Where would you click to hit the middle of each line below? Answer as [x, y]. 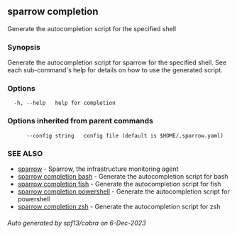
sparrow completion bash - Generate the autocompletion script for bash [123, 176]
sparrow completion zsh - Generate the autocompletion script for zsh [119, 206]
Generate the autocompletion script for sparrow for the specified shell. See [117, 62]
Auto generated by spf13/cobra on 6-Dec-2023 [77, 223]
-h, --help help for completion [65, 103]
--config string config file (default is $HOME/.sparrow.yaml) [125, 135]
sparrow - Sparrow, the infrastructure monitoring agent [98, 169]
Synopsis [24, 47]
